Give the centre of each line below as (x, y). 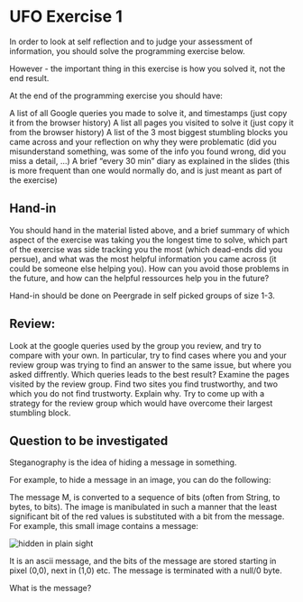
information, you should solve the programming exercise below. (127, 50)
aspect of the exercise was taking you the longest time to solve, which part (149, 240)
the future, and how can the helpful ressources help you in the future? (139, 278)
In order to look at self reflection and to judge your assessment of (131, 41)
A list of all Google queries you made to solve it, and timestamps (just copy (148, 113)
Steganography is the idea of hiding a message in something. (123, 462)
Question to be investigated (89, 440)
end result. (29, 78)
